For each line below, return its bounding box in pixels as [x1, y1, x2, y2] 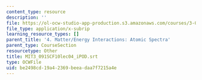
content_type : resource [6, 8, 66, 15]
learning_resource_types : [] [6, 31, 79, 37]
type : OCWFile [6, 59, 42, 65]
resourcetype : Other [6, 48, 58, 54]
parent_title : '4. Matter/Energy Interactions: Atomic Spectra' [6, 37, 171, 43]
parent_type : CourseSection [6, 43, 77, 49]
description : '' [6, 14, 47, 20]
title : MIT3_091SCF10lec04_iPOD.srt [6, 54, 98, 60]
